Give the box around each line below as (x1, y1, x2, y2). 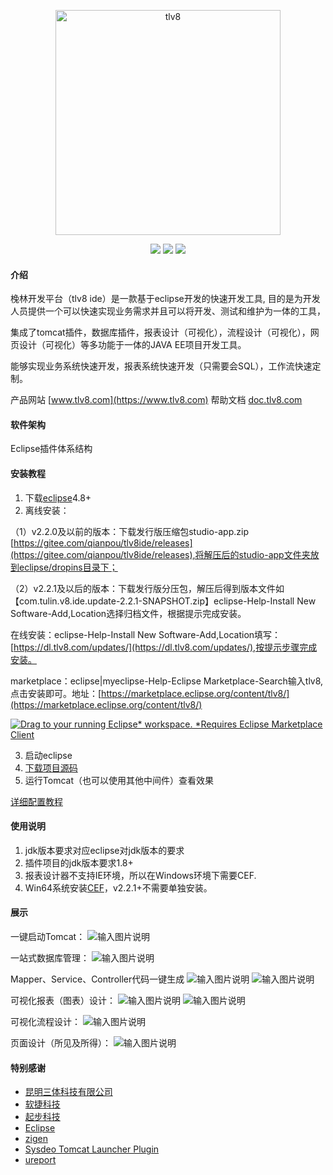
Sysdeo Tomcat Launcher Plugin (24, 1143, 160, 1155)
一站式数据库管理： (10, 952, 90, 964)
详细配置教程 (10, 795, 63, 807)
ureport (24, 1154, 57, 1166)
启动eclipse (24, 749, 73, 761)
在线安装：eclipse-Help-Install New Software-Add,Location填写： (10, 628, 282, 640)
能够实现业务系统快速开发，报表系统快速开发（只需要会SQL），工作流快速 (10, 360, 313, 372)
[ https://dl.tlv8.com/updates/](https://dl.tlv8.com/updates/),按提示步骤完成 (10, 641, 318, 653)
